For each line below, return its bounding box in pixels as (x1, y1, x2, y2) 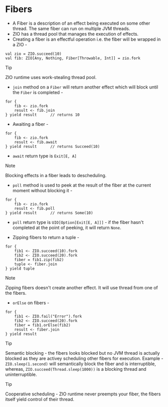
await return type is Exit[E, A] (12, 152, 77, 159)
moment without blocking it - (12, 187, 73, 193)
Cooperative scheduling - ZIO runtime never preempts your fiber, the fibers (5, 391, 161, 397)
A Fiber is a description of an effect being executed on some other (12, 20, 150, 26)
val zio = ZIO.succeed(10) (5, 51, 62, 56)
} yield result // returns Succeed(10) (5, 144, 100, 149)
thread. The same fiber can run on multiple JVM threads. (12, 25, 130, 31)
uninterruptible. (5, 371, 37, 377)
